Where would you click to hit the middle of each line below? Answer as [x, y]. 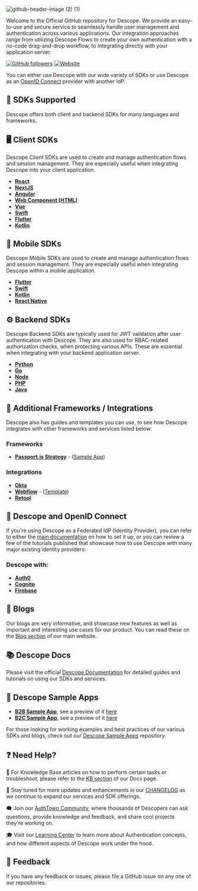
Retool [23, 498]
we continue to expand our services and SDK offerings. [73, 796]
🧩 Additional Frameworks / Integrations [80, 408]
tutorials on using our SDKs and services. [56, 679]
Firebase [26, 590]
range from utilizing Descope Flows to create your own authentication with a [99, 39]
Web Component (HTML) [46, 200]
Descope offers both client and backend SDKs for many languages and [92, 114]
